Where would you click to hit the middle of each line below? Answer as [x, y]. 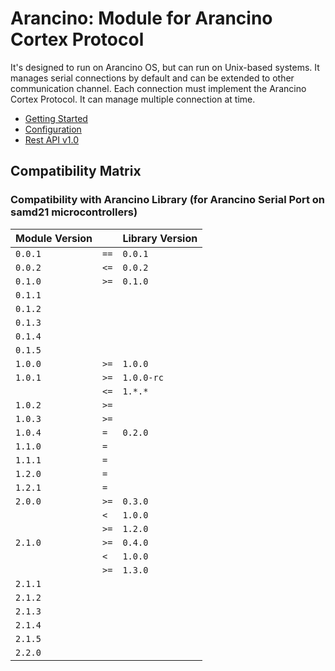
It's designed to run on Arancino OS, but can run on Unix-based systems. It [165, 67]
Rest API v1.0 [52, 139]
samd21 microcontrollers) [74, 212]
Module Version [54, 238]
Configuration [53, 129]
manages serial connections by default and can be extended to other [152, 78]
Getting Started [56, 118]
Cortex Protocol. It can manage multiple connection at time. [133, 99]
